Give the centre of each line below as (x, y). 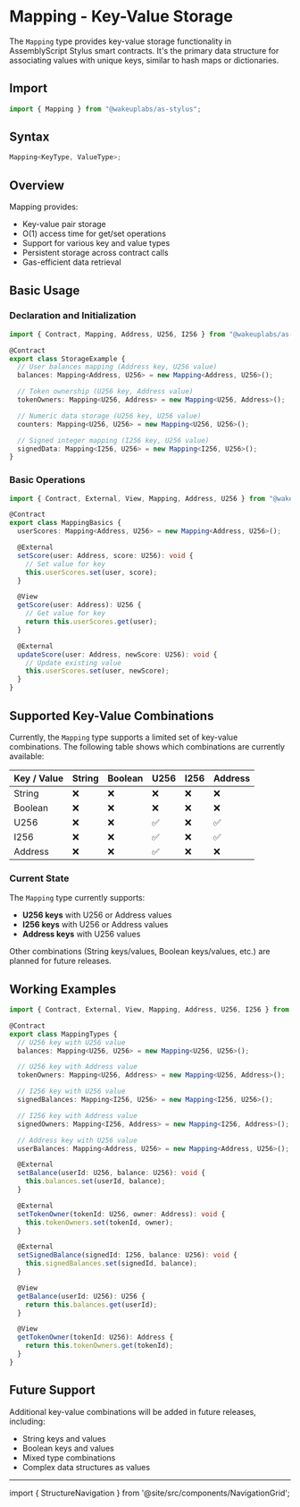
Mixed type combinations (69, 1457)
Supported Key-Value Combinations (112, 716)
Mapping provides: (44, 207)
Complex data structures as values (86, 1467)
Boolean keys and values (68, 1448)
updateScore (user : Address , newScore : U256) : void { (117, 655)
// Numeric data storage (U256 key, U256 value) (109, 416)
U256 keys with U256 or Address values (97, 915)
